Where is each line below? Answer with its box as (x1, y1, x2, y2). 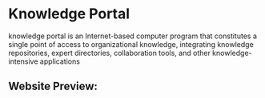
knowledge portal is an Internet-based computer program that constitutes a (8, 31, 258, 41)
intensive (8, 57, 38, 66)
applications (39, 57, 80, 66)
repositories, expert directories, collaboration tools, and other (8, 48, 211, 57)
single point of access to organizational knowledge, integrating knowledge (8, 39, 254, 49)
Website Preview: (8, 80, 98, 93)
